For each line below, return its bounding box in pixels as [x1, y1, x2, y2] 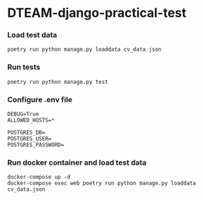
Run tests [7, 62, 41, 72]
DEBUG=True [7, 111, 39, 118]
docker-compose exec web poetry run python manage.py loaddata [7, 180, 197, 187]
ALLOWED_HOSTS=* [7, 117, 55, 124]
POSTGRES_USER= [7, 135, 52, 142]
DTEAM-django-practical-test [7, 5, 187, 21]
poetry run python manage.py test [7, 78, 109, 85]
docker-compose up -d [7, 174, 71, 181]
